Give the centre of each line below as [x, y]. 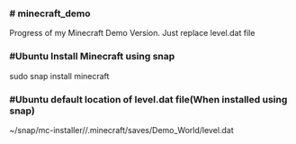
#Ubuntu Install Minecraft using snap [92, 57]
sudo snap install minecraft [59, 76]
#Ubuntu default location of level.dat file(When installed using [148, 99]
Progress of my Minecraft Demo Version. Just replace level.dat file [132, 33]
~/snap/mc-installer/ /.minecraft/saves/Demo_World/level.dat [121, 130]
